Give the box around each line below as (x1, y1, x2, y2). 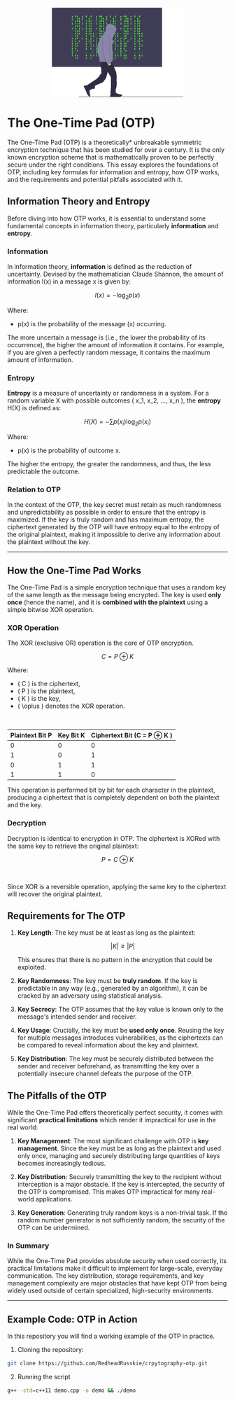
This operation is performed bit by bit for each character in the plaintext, (7, 786, 215, 795)
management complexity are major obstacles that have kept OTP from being (7, 1279, 227, 1288)
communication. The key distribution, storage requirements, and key (7, 1271, 204, 1280)
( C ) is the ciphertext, (17, 680, 80, 688)
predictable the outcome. (7, 467, 80, 475)
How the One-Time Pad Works (7, 564, 141, 576)
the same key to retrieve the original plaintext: (7, 842, 139, 850)
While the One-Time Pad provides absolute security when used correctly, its (7, 1257, 227, 1265)
